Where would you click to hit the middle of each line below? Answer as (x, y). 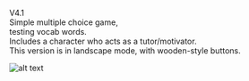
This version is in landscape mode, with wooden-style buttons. (125, 51)
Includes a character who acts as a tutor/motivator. (103, 41)
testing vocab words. (48, 32)
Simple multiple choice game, (64, 22)
